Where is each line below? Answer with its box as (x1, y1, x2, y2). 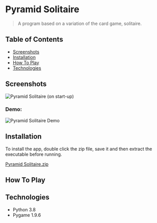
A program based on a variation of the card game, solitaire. (17, 20, 142, 26)
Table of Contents (5, 35, 64, 44)
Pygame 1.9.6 (12, 212, 41, 218)
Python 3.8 (12, 206, 36, 212)
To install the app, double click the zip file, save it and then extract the (5, 146, 152, 152)
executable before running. (5, 151, 62, 157)
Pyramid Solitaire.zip (5, 161, 49, 167)
